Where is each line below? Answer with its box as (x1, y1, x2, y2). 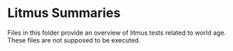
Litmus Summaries (7, 5, 121, 21)
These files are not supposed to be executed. (7, 35, 141, 44)
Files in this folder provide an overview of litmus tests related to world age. (7, 28, 227, 37)
